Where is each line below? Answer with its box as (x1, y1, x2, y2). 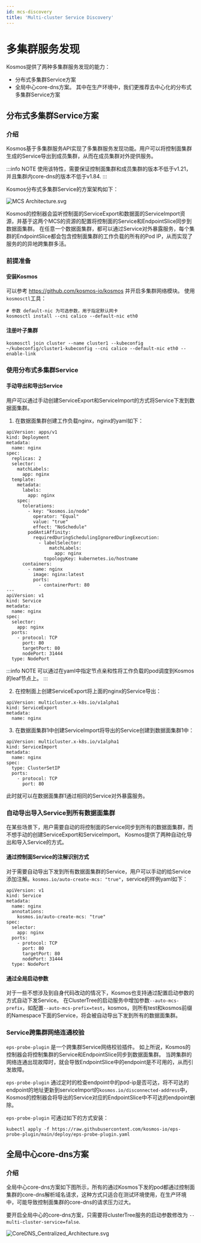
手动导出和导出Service (6, 382, 63, 389)
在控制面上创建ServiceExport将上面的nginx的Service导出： (14, 687, 162, 695)
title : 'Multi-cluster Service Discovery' (6, 14, 114, 20)
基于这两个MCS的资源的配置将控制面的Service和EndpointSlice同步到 (22, 218, 192, 225)
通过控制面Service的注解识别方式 (6, 853, 89, 860)
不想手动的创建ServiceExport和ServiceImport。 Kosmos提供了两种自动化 (6, 831, 187, 838)
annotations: (11, 909, 44, 915)
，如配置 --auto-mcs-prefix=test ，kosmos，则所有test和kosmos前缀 (22, 1004, 193, 1012)
